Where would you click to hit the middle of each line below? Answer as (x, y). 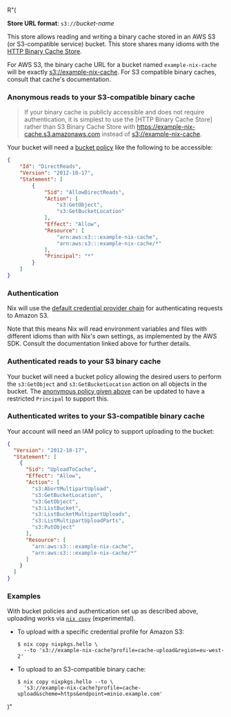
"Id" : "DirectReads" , (50, 167)
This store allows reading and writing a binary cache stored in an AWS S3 (111, 37)
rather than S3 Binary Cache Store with (80, 127)
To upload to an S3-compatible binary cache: (81, 669)
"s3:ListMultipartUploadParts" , (79, 521)
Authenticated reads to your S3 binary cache (84, 361)
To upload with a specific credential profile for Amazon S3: (101, 632)
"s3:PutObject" (54, 527)
